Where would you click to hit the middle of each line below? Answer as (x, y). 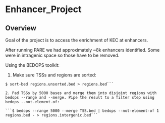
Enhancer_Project (43, 9)
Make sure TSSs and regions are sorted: (54, 75)
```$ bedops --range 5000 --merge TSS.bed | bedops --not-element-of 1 (82, 111)
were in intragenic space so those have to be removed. (62, 55)
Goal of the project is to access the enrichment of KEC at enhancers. (77, 40)
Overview (21, 28)
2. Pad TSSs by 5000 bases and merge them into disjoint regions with (81, 93)
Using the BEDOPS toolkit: (32, 65)
